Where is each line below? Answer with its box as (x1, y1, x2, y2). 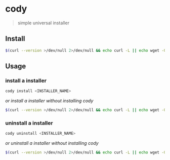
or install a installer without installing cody (5, 98, 94, 104)
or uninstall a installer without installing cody (5, 140, 99, 146)
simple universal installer (17, 20, 70, 26)
